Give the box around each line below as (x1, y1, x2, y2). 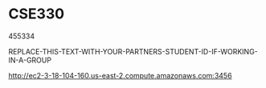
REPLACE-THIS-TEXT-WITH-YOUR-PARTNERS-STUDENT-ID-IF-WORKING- (8, 46, 259, 56)
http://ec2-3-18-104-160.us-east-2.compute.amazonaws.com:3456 (8, 70, 232, 80)
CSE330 (8, 5, 65, 23)
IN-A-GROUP (8, 55, 52, 65)
